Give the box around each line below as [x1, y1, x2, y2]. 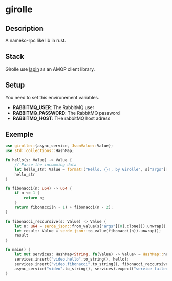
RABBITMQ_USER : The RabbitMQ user [12, 104, 95, 111]
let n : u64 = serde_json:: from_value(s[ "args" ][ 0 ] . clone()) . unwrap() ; [14, 224, 168, 229]
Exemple [5, 130, 34, 139]
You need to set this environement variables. [5, 94, 100, 100]
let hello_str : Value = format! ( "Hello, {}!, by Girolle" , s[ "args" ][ [14, 167, 168, 172]
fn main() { [5, 247, 31, 252]
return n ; [24, 196, 45, 201]
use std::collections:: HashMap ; [5, 148, 74, 154]
